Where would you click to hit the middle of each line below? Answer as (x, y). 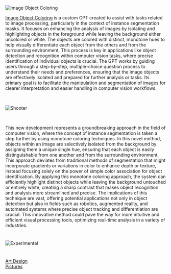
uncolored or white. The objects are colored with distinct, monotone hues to (85, 39)
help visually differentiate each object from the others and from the (76, 45)
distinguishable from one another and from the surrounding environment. (82, 155)
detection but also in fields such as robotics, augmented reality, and (77, 204)
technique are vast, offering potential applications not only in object (76, 198)
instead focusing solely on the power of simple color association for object (84, 171)
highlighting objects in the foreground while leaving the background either (83, 34)
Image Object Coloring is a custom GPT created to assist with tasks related (84, 18)
